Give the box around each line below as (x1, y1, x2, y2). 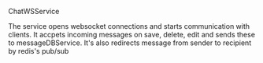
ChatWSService (8, 7, 60, 16)
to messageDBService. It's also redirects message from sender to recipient (8, 38, 252, 47)
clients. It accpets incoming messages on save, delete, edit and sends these (8, 30, 256, 39)
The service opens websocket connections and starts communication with (8, 22, 250, 30)
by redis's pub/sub (8, 47, 69, 55)
